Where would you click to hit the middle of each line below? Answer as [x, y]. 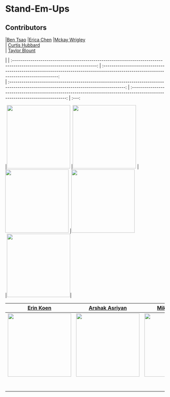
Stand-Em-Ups [37, 9]
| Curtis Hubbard [23, 45]
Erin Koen [39, 308]
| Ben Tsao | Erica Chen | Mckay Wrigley [45, 40]
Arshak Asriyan [108, 308]
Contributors [26, 28]
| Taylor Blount [20, 50]
